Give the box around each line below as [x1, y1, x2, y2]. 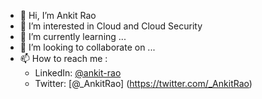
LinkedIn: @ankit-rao [34, 67, 122, 79]
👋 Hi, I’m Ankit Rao [19, 10, 97, 21]
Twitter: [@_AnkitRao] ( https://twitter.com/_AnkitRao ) [34, 78, 253, 89]
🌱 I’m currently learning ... [19, 31, 127, 42]
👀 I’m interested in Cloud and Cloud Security [19, 20, 203, 32]
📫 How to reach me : [19, 53, 108, 64]
